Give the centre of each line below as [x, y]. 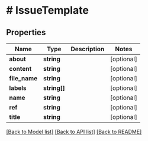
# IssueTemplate [47, 10]
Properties [26, 32]
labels [18, 88]
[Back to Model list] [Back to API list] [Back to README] [74, 132]
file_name [23, 78]
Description [88, 49]
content [20, 69]
